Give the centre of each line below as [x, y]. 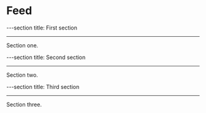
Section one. [22, 45]
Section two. [22, 75]
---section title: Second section [46, 57]
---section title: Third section [43, 87]
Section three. [24, 104]
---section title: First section [42, 28]
